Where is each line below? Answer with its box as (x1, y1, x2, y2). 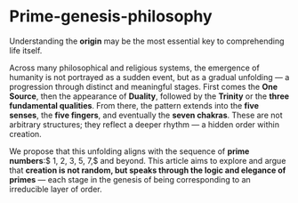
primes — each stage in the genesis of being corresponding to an (9, 174, 251, 184)
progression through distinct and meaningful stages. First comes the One (9, 81, 278, 92)
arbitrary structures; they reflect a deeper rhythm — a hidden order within (9, 118, 280, 130)
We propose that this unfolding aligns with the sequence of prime (9, 145, 250, 157)
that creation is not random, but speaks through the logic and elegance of (9, 165, 286, 175)
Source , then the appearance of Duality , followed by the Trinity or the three (9, 91, 290, 101)
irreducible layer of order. (9, 183, 102, 194)
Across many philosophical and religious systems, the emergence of (9, 62, 260, 73)
